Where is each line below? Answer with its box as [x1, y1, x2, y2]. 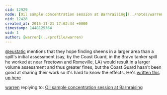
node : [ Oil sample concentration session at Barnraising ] [5, 12, 128, 17]
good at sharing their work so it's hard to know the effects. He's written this [5, 69, 160, 75]
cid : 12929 [5, 7, 28, 12]
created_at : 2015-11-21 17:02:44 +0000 [5, 21, 88, 26]
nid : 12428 [5, 16, 28, 21]
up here [5, 75, 21, 81]
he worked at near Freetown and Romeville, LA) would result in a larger [5, 59, 151, 65]
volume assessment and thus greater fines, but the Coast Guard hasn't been [5, 64, 162, 70]
